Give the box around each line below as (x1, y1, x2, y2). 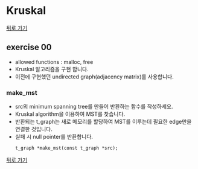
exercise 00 (6, 42, 53, 53)
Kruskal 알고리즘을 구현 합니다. (14, 65, 89, 72)
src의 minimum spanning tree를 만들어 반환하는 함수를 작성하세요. (14, 103, 173, 110)
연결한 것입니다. (14, 126, 53, 133)
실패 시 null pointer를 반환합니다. (14, 133, 94, 141)
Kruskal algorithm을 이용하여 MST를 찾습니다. (14, 110, 126, 118)
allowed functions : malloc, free (14, 58, 94, 65)
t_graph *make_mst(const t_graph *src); (14, 145, 118, 151)
